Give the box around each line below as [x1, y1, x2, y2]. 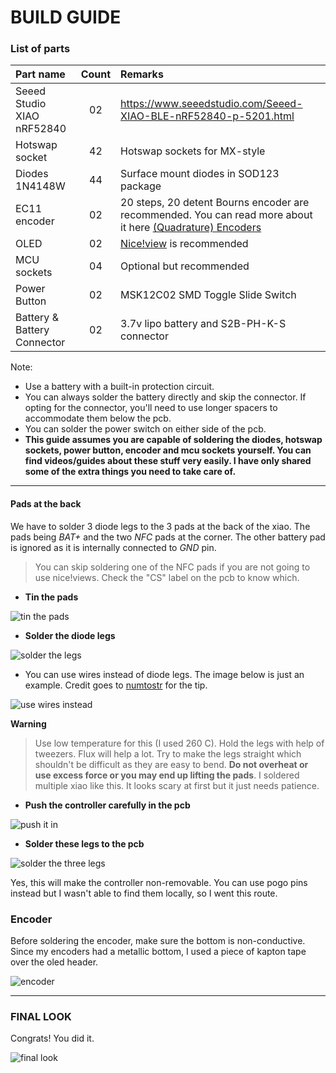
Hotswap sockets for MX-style [120, 144, 266, 158]
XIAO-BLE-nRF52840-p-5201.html [120, 109, 295, 123]
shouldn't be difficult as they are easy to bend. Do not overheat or [34, 758, 309, 770]
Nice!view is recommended [120, 237, 249, 251]
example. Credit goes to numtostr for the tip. [24, 679, 208, 691]
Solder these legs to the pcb [24, 837, 145, 850]
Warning [10, 717, 47, 730]
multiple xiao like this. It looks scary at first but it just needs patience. [34, 779, 320, 791]
